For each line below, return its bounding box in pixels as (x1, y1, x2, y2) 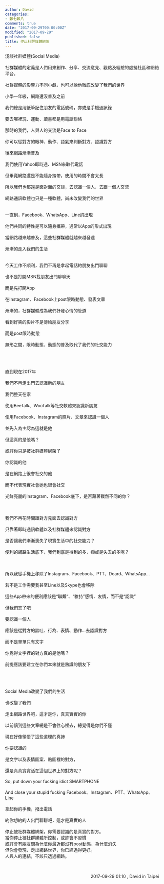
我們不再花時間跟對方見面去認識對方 (5, 515, 78, 521)
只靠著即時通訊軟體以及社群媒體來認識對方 (5, 526, 91, 532)
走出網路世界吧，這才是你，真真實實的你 (5, 711, 86, 717)
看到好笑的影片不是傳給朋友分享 (5, 319, 69, 325)
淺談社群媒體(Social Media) (5, 53, 60, 59)
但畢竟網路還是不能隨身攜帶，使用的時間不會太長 (5, 172, 103, 178)
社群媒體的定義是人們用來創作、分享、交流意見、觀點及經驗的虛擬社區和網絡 (5, 64, 159, 70)
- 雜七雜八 (5, 16, 24, 21)
